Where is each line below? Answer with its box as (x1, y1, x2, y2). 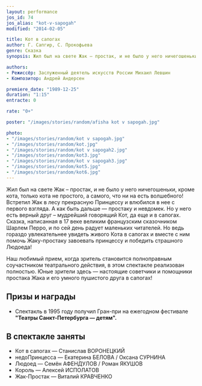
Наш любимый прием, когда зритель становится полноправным (6, 255, 172, 262)
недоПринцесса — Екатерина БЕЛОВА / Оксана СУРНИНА (14, 353, 166, 361)
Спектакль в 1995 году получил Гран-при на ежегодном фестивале (14, 308, 188, 315)
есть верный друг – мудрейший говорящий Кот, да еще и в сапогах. (6, 211, 181, 219)
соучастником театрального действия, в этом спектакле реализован (6, 261, 185, 269)
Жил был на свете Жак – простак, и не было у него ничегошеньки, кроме (6, 185, 195, 193)
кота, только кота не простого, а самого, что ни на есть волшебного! (6, 192, 183, 199)
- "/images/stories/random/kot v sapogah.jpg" (6, 135, 125, 142)
